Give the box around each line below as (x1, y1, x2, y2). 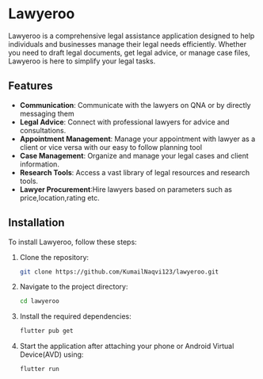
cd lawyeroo (19, 297, 59, 305)
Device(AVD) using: (19, 350, 84, 359)
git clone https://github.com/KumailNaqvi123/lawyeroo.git (19, 267, 219, 276)
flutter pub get (19, 327, 74, 335)
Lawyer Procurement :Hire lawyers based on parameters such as (19, 184, 232, 194)
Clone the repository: (19, 252, 90, 262)
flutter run (19, 366, 59, 373)
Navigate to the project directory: (19, 282, 128, 292)
